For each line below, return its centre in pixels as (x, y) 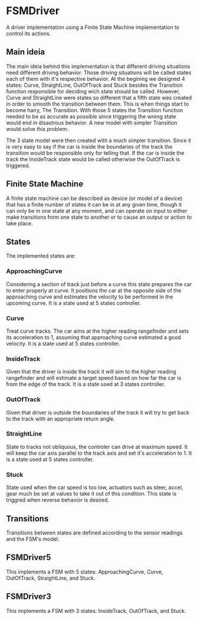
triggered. (18, 165)
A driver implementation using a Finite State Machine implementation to (93, 27)
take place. (19, 223)
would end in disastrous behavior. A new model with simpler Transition (92, 123)
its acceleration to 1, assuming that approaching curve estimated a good (94, 337)
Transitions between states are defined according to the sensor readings (94, 533)
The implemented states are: (41, 256)
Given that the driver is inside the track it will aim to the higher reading (91, 372)
